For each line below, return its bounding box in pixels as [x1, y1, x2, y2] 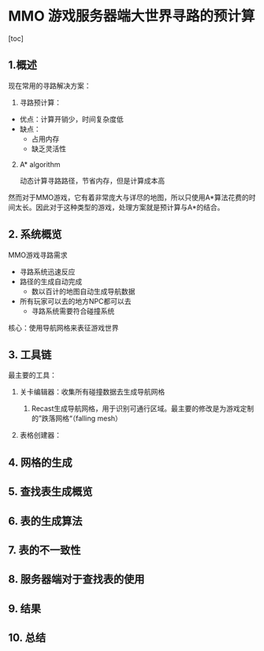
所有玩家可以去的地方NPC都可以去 [19, 296, 132, 305]
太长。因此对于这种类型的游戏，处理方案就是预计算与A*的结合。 [14, 202, 225, 212]
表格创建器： [19, 431, 61, 440]
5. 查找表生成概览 [8, 485, 93, 498]
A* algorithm [19, 159, 61, 169]
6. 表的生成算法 [8, 514, 83, 527]
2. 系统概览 [8, 227, 62, 241]
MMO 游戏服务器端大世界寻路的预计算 [8, 7, 255, 25]
